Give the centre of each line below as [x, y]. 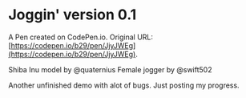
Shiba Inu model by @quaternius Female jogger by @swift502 [110, 69]
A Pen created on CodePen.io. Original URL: [81, 37]
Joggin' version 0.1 [73, 15]
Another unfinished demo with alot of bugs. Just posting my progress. [124, 85]
